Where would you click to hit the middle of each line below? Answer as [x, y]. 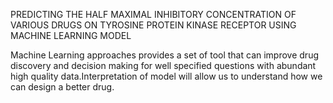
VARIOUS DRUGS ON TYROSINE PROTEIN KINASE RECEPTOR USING [153, 25]
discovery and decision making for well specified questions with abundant [163, 65]
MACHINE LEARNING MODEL [71, 35]
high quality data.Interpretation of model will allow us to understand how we [166, 76]
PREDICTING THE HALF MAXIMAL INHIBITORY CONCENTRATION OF [153, 14]
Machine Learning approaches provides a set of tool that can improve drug [164, 55]
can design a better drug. [62, 87]
